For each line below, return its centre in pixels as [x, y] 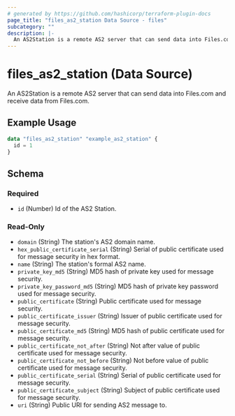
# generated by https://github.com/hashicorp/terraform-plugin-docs [109, 14]
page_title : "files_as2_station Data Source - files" [87, 20]
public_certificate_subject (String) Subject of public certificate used [119, 390]
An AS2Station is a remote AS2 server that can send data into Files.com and [117, 94]
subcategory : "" [31, 27]
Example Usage [42, 123]
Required [23, 193]
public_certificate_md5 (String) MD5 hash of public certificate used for [121, 331]
